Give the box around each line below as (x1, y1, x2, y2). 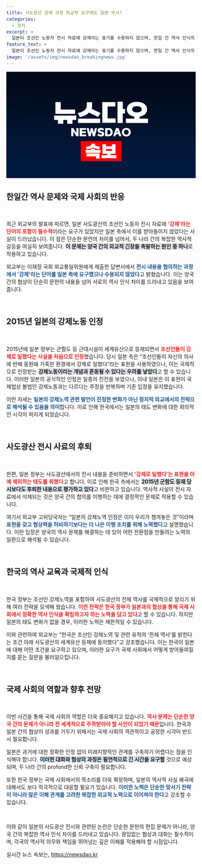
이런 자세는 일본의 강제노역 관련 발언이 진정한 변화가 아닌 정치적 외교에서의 (6, 396, 179, 403)
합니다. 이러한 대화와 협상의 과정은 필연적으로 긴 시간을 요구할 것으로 (22, 756, 182, 763)
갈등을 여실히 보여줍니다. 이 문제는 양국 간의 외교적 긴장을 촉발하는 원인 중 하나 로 (6, 243, 194, 250)
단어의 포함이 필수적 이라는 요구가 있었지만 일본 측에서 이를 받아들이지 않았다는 (6, 228, 189, 235)
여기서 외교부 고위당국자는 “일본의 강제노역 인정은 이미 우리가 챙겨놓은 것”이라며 (6, 513, 194, 520)
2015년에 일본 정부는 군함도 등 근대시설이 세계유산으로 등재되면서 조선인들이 (6, 345, 185, 352)
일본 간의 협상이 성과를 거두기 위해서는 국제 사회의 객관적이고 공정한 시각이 (6, 728, 182, 735)
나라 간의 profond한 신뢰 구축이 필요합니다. (25, 764, 127, 771)
